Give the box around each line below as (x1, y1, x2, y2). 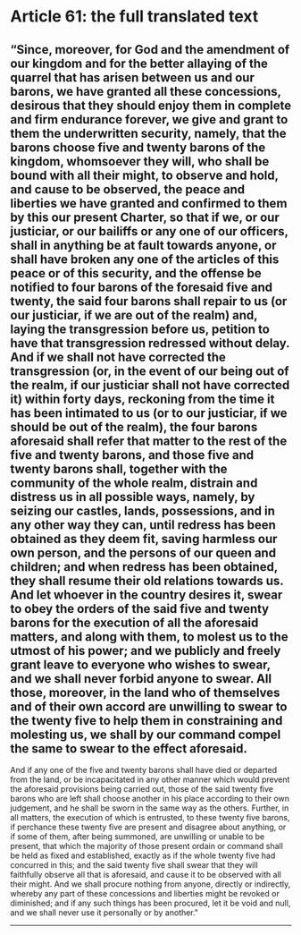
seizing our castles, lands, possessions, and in (10, 503, 275, 518)
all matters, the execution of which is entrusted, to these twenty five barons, (10, 812, 290, 822)
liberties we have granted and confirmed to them (10, 195, 288, 211)
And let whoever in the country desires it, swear (10, 587, 283, 602)
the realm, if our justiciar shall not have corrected (10, 378, 290, 393)
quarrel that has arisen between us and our (10, 70, 255, 85)
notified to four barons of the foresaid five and (10, 279, 273, 294)
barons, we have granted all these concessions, (10, 83, 281, 99)
